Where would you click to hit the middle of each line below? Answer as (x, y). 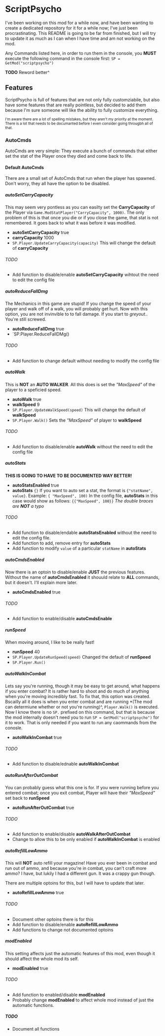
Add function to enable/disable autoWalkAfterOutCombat (71, 834)
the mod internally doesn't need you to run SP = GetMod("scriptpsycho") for (82, 717)
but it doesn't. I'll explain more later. (41, 582)
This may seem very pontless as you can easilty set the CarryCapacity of (80, 207)
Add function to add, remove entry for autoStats (61, 543)
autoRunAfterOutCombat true (43, 808)
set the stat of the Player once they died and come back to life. (69, 156)
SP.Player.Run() (29, 663)
